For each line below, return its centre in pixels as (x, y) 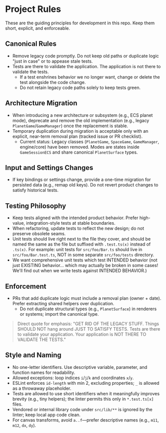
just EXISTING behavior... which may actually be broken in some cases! (85, 265)
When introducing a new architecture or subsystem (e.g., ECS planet (83, 115)
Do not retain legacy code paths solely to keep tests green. (80, 87)
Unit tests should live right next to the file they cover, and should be (81, 239)
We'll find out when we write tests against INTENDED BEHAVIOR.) (80, 271)
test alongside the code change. (53, 82)
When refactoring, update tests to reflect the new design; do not (78, 228)
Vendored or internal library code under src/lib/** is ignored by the (82, 409)
